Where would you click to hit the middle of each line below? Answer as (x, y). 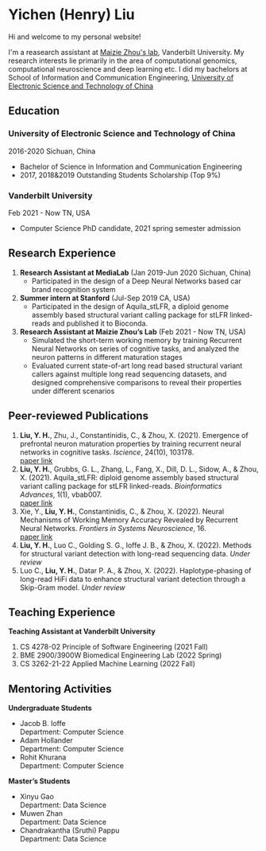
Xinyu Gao (37, 797)
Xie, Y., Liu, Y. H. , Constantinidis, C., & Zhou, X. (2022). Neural (122, 511)
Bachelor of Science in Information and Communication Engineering (131, 166)
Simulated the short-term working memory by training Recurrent (137, 340)
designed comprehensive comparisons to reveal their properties (137, 382)
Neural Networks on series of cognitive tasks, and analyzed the (135, 349)
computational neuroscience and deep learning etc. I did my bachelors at (128, 68)
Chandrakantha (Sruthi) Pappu (69, 830)
